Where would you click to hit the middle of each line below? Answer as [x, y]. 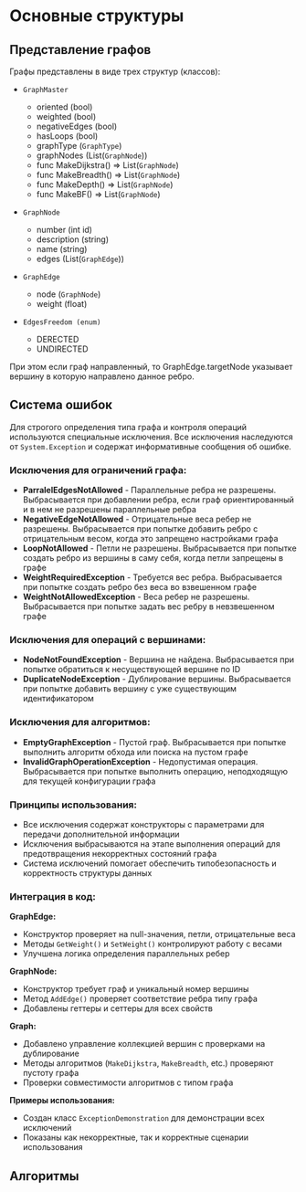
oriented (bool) [64, 107]
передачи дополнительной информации [101, 834]
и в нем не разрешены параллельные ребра [109, 510]
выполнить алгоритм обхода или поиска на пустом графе [135, 752]
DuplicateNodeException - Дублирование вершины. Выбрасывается [157, 679]
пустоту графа [51, 1073]
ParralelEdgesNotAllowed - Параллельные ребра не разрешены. [149, 491]
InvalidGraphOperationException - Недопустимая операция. [140, 761]
